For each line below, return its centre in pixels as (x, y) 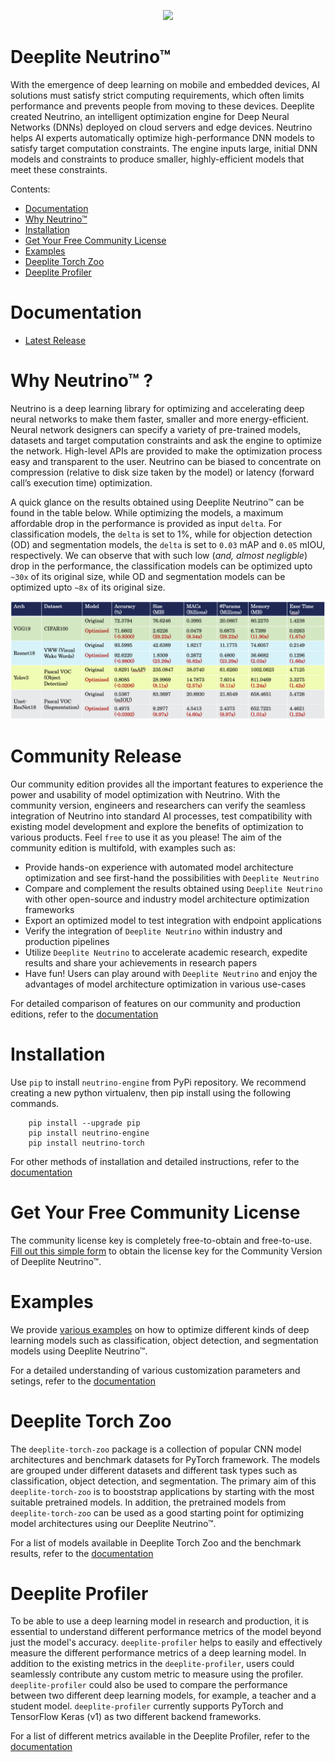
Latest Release (55, 340)
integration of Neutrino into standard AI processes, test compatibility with (161, 816)
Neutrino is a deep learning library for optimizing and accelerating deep (157, 408)
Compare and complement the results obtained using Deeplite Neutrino (173, 888)
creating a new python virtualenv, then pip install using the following (151, 1092)
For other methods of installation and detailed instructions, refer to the (155, 1161)
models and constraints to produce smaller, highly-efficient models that (157, 159)
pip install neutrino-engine (89, 1133)
